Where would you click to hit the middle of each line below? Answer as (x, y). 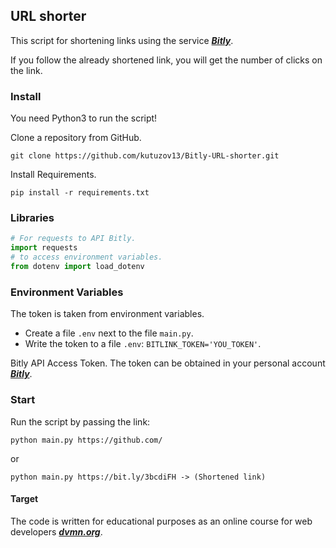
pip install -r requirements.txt (80, 193)
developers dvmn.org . (56, 531)
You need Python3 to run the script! (84, 118)
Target (24, 499)
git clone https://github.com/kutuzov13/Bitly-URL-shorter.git (145, 156)
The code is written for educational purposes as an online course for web (161, 521)
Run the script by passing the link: (80, 421)
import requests (44, 248)
